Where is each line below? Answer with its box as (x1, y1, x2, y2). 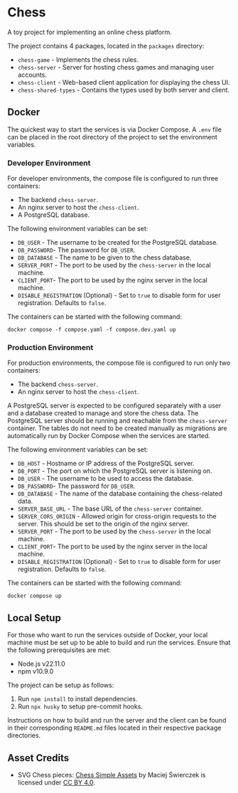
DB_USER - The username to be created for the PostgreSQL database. (17, 238, 219, 247)
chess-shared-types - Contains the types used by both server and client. (17, 85, 229, 94)
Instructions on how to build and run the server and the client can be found (7, 716, 227, 725)
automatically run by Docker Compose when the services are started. (7, 432, 211, 440)
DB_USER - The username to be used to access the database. (17, 474, 194, 483)
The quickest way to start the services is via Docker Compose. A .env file (7, 125, 222, 134)
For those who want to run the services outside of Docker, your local (7, 631, 208, 639)
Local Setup (7, 612, 62, 624)
